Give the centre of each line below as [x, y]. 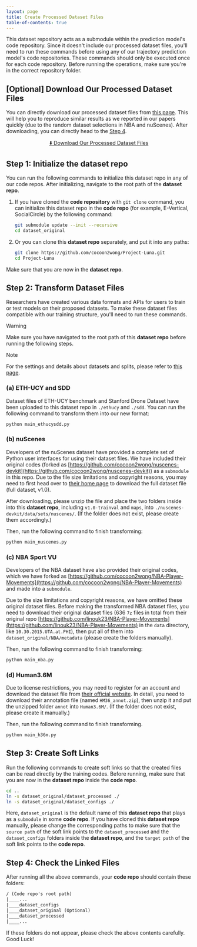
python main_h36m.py [31, 735]
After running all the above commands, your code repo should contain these [98, 877]
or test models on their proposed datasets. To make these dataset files [92, 308]
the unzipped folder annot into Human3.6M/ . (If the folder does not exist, [91, 707]
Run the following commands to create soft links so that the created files [94, 767]
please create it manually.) [38, 713]
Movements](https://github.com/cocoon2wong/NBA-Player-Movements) [94, 582]
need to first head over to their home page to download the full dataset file [96, 483]
